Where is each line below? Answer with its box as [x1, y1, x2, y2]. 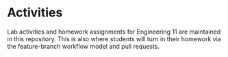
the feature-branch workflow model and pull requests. [7, 42, 160, 50]
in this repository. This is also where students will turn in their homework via [7, 34, 221, 43]
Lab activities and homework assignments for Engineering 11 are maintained [7, 27, 221, 36]
